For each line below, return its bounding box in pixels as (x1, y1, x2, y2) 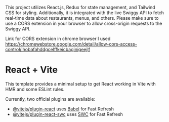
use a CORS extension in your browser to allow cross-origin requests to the (5, 20, 162, 26)
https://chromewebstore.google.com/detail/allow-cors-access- (5, 41, 138, 47)
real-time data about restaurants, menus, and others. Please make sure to (5, 15, 159, 21)
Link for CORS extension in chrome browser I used (5, 35, 111, 42)
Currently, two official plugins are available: (5, 96, 96, 102)
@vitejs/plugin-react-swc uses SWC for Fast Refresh (12, 111, 123, 117)
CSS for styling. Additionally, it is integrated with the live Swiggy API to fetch (5, 10, 164, 16)
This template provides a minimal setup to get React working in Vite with (5, 80, 156, 87)
